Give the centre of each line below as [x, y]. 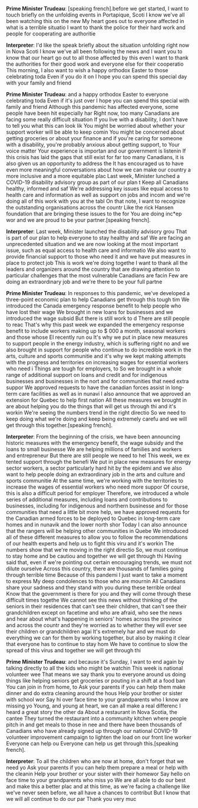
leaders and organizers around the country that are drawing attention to [93, 269]
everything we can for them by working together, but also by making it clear [98, 638]
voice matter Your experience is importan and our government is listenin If [96, 151]
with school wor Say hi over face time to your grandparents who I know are [97, 699]
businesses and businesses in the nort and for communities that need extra [98, 381]
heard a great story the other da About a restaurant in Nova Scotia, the [92, 712]
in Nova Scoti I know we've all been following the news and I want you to [94, 51]
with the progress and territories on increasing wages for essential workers [97, 362]
